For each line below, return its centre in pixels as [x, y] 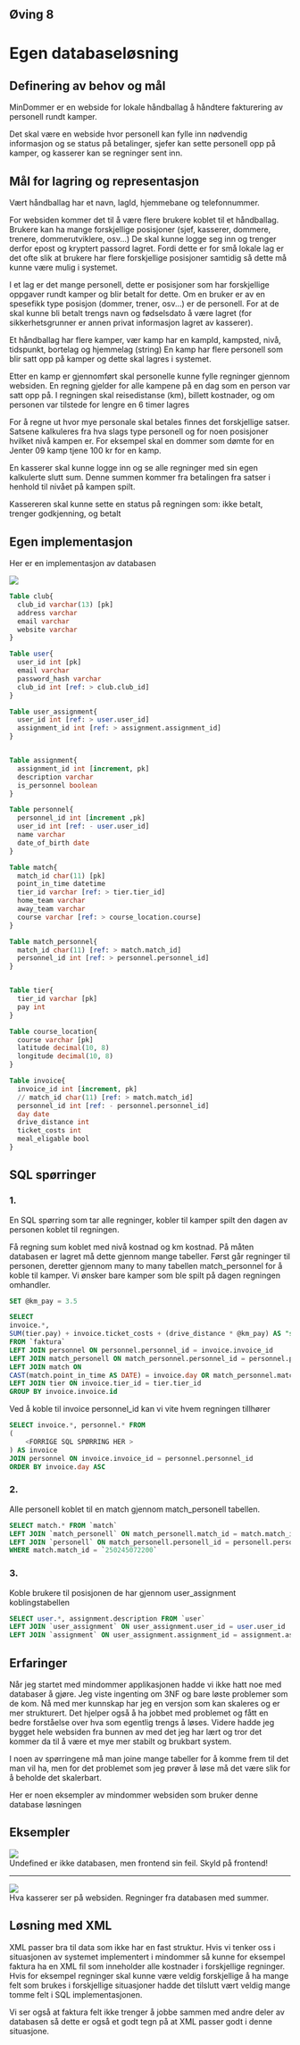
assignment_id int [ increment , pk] [83, 768]
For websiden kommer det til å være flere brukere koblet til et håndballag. [144, 220]
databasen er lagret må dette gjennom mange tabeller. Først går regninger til [150, 1256]
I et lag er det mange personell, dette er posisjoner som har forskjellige [139, 285]
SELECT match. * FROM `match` [63, 1525]
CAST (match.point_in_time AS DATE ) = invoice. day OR [109, 1375]
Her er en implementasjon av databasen [83, 563]
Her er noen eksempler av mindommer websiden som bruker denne [134, 1795]
